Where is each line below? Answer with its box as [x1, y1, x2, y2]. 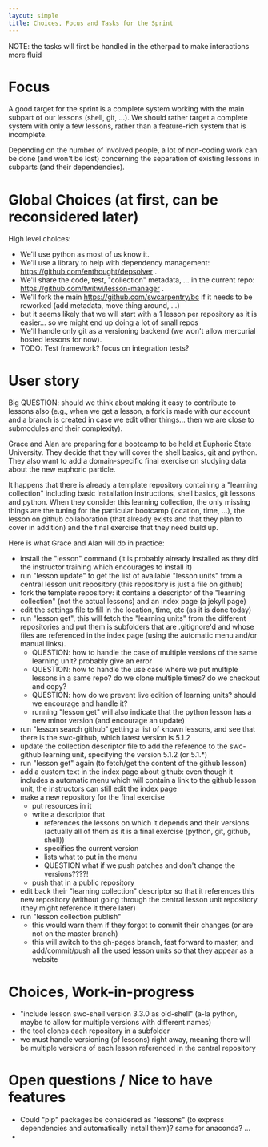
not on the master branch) [31, 929, 118, 938]
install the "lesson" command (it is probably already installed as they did [19, 554, 258, 564]
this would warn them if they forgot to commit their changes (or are [31, 920, 254, 930]
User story [8, 371, 80, 390]
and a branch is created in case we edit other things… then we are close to [8, 415, 254, 425]
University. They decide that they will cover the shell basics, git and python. [8, 448, 258, 457]
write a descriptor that [31, 809, 106, 819]
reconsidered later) [8, 208, 139, 225]
